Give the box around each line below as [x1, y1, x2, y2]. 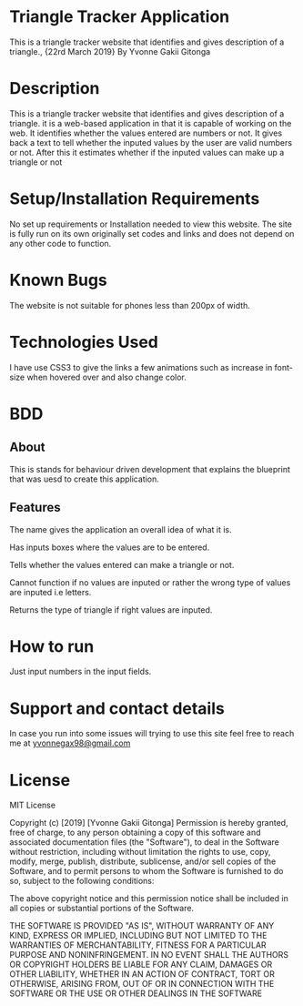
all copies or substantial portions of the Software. [9, 903, 194, 914]
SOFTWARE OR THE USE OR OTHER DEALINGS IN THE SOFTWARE [9, 988, 262, 999]
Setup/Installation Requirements [9, 188, 260, 209]
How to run [9, 635, 95, 656]
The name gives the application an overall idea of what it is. [9, 523, 232, 534]
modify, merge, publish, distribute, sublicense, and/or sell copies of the [9, 856, 277, 867]
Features [9, 500, 61, 515]
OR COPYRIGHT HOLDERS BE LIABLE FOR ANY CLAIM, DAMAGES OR [9, 959, 273, 970]
